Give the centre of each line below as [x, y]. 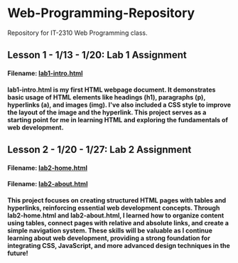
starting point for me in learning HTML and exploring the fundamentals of [118, 119]
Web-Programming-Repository [101, 13]
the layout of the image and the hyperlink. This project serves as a [107, 112]
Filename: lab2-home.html [47, 168]
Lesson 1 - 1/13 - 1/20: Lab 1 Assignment [97, 55]
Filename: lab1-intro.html [45, 73]
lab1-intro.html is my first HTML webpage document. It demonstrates [112, 90]
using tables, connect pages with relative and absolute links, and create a [118, 222]
